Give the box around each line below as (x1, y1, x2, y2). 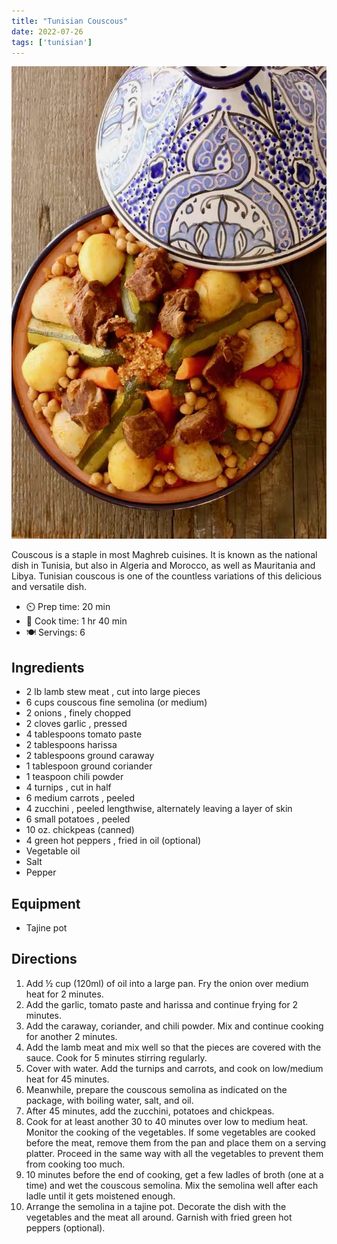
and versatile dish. (11, 581, 88, 593)
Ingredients (11, 659, 85, 676)
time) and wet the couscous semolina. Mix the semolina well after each (25, 1179, 319, 1191)
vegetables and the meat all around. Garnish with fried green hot (25, 1211, 293, 1223)
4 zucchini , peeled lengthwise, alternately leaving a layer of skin (25, 803, 293, 815)
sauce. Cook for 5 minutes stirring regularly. (25, 1051, 208, 1064)
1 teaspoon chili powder (25, 771, 124, 783)
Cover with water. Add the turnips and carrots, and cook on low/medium (25, 1062, 324, 1074)
